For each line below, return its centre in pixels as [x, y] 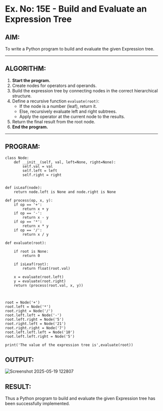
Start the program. [31, 80]
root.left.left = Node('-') [33, 315]
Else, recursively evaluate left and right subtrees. [68, 111]
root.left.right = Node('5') [34, 319]
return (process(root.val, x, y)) [49, 285]
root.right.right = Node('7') [36, 328]
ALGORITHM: [25, 69]
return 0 [31, 256]
